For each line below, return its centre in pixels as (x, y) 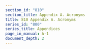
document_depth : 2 (25, 39)
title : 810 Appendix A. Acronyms (41, 19)
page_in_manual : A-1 (27, 34)
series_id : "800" (24, 24)
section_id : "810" (25, 10)
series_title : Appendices (33, 29)
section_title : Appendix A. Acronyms (45, 15)
